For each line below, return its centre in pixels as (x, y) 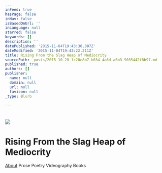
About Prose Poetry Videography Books (46, 166)
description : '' (22, 42)
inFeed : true (18, 10)
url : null (19, 87)
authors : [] (17, 69)
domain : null (23, 82)
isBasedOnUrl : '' (23, 23)
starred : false (21, 32)
